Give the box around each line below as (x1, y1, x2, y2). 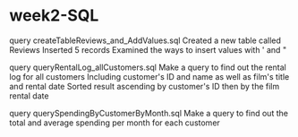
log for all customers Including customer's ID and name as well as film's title (9, 71, 290, 81)
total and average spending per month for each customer (9, 117, 221, 128)
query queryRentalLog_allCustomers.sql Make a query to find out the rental (9, 62, 286, 73)
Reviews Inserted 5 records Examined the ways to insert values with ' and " (9, 44, 287, 55)
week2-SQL (9, 5, 99, 26)
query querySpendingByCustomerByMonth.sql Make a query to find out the (9, 107, 289, 118)
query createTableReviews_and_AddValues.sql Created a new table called (9, 35, 282, 46)
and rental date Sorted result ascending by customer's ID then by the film (9, 81, 280, 91)
